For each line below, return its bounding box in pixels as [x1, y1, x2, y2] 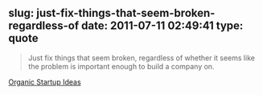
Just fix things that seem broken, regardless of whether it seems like [27, 52, 256, 63]
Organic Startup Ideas [8, 76, 82, 87]
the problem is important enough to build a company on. [27, 61, 215, 71]
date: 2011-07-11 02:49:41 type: [81, 19, 244, 33]
